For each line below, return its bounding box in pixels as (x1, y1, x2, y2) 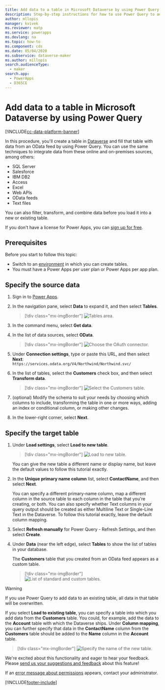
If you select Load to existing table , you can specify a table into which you (5, 610, 156, 616)
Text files (12, 200, 31, 206)
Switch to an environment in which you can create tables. (12, 261, 129, 267)
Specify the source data (5, 280, 80, 289)
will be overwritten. (5, 600, 44, 606)
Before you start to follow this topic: (5, 252, 78, 258)
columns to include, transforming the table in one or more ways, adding (12, 400, 157, 406)
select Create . (12, 532, 42, 537)
